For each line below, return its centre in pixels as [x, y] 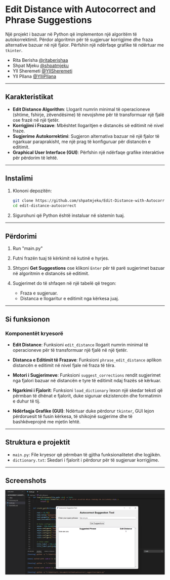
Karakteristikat [29, 97]
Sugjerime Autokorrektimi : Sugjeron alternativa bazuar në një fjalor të [86, 136]
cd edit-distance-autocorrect [45, 206]
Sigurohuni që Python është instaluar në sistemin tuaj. [69, 215]
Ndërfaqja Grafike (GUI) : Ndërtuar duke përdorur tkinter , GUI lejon [83, 411]
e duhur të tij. [26, 401]
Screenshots [26, 481]
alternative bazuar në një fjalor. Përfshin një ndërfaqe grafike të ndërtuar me [85, 45]
